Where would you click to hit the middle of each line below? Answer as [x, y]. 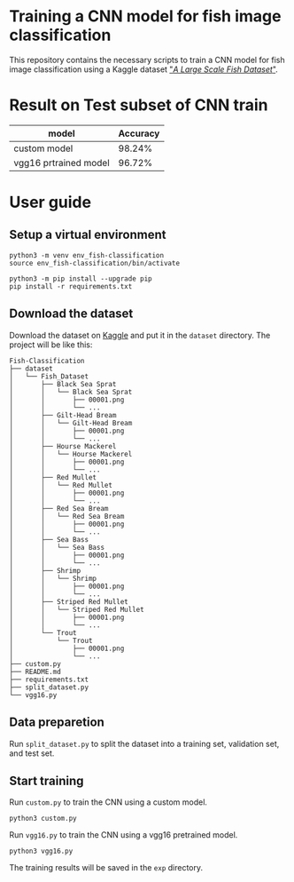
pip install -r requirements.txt [71, 286]
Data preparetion [57, 723]
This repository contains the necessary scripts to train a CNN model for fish [147, 60]
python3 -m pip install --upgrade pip [81, 278]
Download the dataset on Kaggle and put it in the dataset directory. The [140, 335]
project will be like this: [51, 345]
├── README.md [35, 671]
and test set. [32, 753]
